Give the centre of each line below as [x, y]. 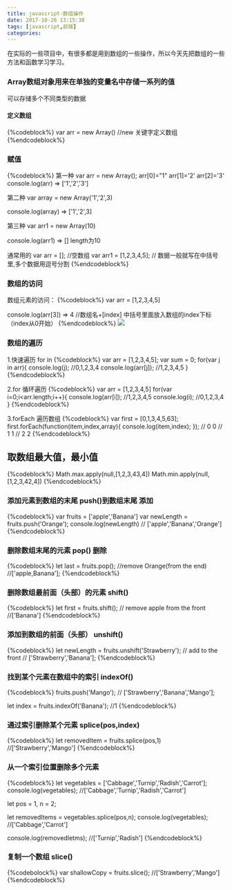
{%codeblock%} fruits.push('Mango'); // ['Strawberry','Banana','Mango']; [111, 692]
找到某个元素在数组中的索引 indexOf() [70, 677]
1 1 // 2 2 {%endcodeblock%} [49, 433]
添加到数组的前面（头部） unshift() [65, 635]
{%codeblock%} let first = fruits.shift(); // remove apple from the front [106, 608]
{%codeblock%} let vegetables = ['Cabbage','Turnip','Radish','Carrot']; [107, 783]
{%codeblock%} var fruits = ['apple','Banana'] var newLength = [98, 516]
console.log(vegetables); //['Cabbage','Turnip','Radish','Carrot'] [97, 790]
